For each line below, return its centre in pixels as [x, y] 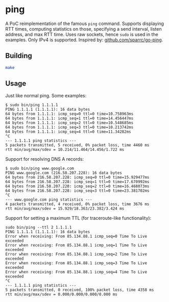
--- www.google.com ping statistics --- [49, 200]
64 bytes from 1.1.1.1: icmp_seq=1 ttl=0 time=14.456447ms [69, 118]
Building [19, 56]
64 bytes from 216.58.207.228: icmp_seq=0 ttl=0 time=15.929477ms [77, 178]
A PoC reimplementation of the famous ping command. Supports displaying [85, 23]
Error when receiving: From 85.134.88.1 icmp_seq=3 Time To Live [76, 263]
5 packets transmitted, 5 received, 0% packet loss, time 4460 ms [77, 145]
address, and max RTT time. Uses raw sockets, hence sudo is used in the [82, 34]
